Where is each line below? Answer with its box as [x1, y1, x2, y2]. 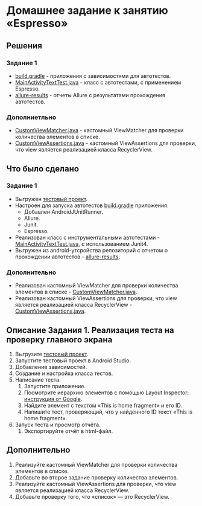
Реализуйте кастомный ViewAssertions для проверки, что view [14, 480, 177, 487]
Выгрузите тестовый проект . [14, 350, 89, 357]
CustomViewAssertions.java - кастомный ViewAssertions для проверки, [14, 139, 197, 147]
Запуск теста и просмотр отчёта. [14, 421, 101, 428]
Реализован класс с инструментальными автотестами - [14, 234, 160, 241]
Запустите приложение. [24, 382, 86, 389]
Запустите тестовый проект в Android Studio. [14, 357, 131, 364]
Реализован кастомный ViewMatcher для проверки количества [14, 282, 178, 289]
